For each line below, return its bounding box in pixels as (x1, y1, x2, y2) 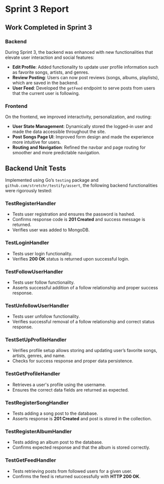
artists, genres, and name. (12, 352, 66, 359)
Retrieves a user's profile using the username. (12, 382, 106, 388)
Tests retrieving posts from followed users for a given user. (12, 468, 132, 474)
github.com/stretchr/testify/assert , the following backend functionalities (5, 182, 158, 188)
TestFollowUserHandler (5, 268, 63, 275)
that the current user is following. (12, 90, 80, 96)
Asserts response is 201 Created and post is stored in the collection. (12, 416, 152, 422)
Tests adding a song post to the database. (12, 410, 98, 416)
